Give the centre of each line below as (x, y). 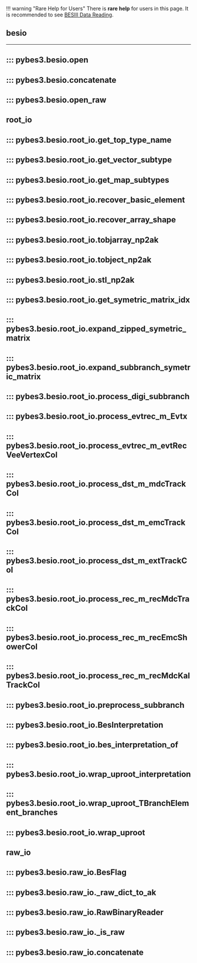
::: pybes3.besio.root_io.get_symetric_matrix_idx (98, 300)
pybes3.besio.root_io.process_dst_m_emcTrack (96, 522)
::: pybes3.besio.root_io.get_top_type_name (89, 140)
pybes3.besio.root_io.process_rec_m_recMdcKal (98, 676)
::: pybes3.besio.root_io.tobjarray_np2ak (82, 240)
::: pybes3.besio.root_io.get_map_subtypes (88, 180)
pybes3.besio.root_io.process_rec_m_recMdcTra (98, 599)
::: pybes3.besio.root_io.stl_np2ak (70, 280)
